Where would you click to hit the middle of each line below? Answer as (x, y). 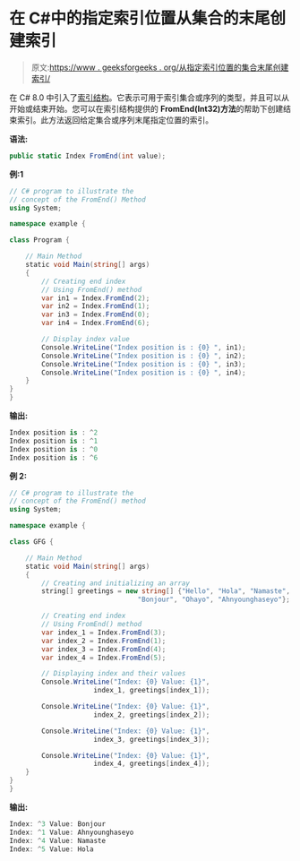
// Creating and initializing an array (116, 583)
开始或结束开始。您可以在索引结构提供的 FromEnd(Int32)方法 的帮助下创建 (146, 108)
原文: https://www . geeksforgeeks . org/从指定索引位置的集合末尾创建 (160, 67)
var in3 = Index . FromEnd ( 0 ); (96, 314)
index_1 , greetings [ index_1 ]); (152, 691)
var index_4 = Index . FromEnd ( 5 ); (104, 658)
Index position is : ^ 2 (54, 433)
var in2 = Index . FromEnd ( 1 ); (96, 306)
